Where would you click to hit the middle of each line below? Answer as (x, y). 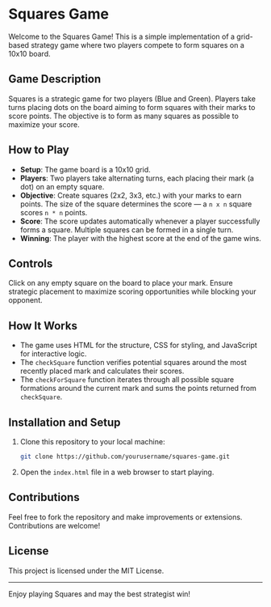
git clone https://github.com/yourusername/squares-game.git (125, 456)
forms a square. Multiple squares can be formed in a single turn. (127, 229)
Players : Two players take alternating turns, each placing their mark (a (137, 178)
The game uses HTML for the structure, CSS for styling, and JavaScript (139, 346)
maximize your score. (44, 124)
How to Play (39, 150)
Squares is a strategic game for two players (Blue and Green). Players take (132, 99)
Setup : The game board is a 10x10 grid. (85, 169)
